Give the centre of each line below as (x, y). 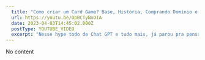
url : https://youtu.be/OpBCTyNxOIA (57, 18)
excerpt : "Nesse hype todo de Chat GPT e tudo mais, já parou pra (98, 35)
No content (20, 52)
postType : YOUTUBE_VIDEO (43, 29)
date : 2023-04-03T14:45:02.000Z (53, 23)
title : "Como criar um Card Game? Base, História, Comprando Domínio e (105, 12)
